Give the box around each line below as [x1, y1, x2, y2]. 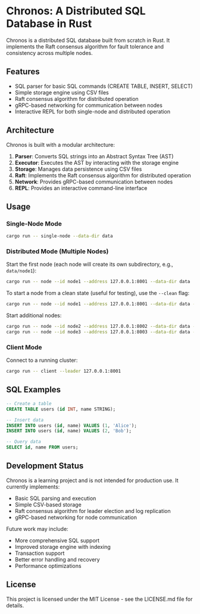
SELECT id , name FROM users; [6, 444, 79, 450]
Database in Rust [6, 17, 92, 30]
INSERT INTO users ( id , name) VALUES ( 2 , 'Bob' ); [6, 428, 132, 434]
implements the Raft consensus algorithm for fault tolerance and [6, 43, 164, 50]
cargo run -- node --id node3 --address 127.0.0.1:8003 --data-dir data [6, 329, 190, 335]
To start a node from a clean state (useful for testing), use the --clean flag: [6, 290, 189, 297]
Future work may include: [6, 525, 68, 532]
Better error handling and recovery [14, 555, 100, 563]
